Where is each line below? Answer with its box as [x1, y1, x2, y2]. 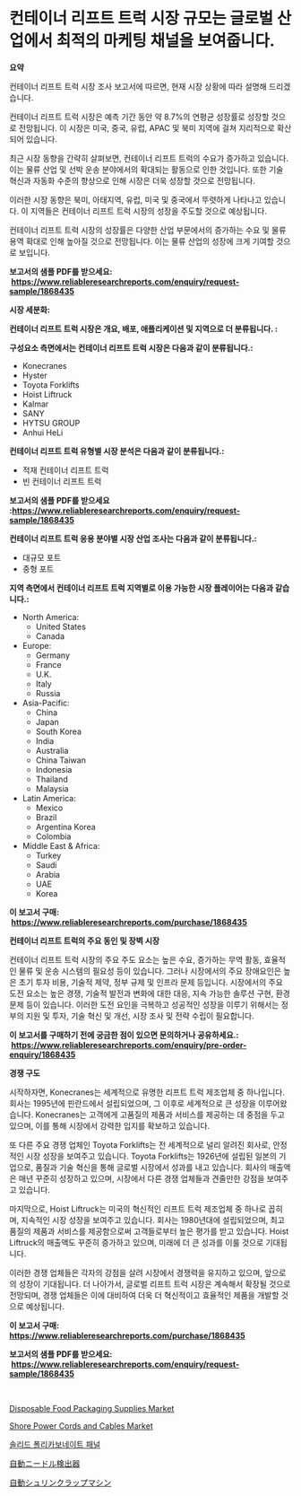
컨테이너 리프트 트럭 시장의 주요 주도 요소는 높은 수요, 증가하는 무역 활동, [9, 954, 262, 965]
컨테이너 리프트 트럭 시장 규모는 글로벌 [9, 8, 274, 29]
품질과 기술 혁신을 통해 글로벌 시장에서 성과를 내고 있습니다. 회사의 [35, 1161, 267, 1172]
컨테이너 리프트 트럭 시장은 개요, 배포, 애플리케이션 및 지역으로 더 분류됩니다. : [9, 323, 278, 334]
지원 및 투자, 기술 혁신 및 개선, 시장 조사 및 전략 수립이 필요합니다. [25, 1010, 254, 1021]
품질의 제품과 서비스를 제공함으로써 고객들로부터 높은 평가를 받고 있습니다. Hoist [9, 1226, 289, 1237]
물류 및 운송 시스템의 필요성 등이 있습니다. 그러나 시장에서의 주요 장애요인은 [18, 966, 282, 976]
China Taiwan [35, 755, 87, 765]
